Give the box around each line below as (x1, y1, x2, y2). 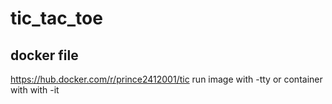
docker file (10, 47, 79, 64)
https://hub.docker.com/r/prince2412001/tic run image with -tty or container (10, 73, 323, 85)
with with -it (10, 84, 60, 96)
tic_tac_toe (10, 7, 103, 30)
